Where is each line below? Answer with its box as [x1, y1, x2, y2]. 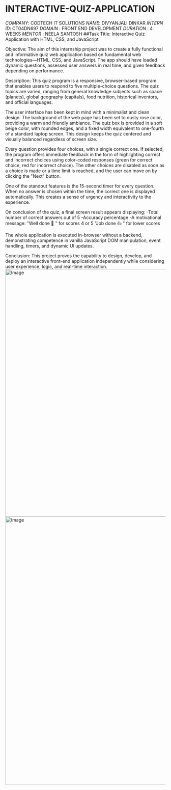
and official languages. [5, 99, 53, 105]
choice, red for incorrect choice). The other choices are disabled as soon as [5, 162, 164, 168]
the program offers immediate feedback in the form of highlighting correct [5, 151, 161, 157]
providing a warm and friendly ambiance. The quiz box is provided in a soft [5, 120, 162, 126]
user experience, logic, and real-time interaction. [5, 263, 108, 269]
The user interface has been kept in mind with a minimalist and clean [5, 109, 150, 115]
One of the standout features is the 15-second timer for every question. [5, 183, 155, 189]
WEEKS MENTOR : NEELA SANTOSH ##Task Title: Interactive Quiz [5, 31, 145, 37]
